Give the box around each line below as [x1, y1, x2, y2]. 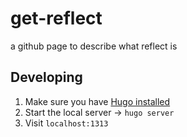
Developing [10, 69, 83, 86]
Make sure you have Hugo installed [24, 95, 171, 107]
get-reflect [10, 7, 103, 30]
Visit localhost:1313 [24, 117, 109, 129]
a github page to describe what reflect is [10, 40, 178, 52]
